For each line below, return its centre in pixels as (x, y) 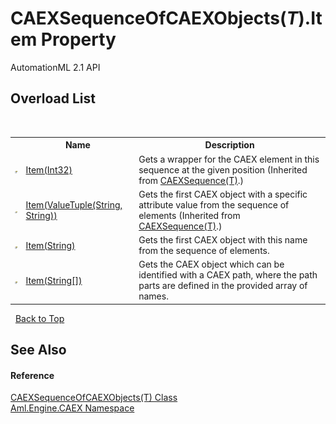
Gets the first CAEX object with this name (223, 240)
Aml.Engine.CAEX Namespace (72, 408)
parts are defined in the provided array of (223, 286)
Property (78, 39)
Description (229, 145)
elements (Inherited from (189, 215)
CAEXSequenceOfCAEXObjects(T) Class (94, 398)
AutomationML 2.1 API (55, 67)
